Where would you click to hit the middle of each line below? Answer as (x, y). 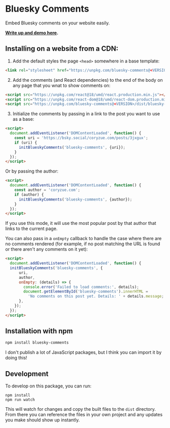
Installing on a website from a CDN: (62, 49)
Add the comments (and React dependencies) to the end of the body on (88, 80)
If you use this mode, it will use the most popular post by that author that (81, 223)
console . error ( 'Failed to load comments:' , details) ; (81, 287)
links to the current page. (31, 228)
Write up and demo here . (32, 32)
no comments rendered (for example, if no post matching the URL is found (83, 244)
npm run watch (20, 400)
